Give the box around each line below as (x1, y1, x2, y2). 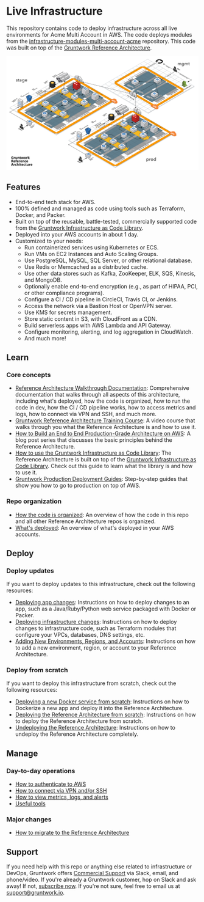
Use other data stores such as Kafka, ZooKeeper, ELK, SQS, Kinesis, (24, 269, 196, 277)
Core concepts (6, 370, 51, 379)
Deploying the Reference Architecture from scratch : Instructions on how (15, 711, 196, 719)
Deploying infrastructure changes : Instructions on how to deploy (15, 618, 177, 626)
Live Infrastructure (6, 4, 104, 18)
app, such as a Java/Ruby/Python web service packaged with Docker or (15, 605, 197, 612)
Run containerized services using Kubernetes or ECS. (24, 243, 159, 251)
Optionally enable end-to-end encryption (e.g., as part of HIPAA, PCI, (24, 282, 198, 290)
